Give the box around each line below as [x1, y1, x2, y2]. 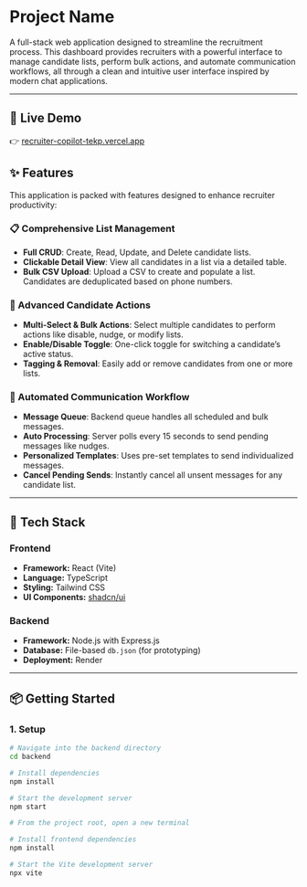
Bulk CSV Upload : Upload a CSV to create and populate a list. [22, 266, 256, 277]
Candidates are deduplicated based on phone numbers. [22, 276, 233, 287]
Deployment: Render [22, 655, 103, 666]
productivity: [9, 199, 58, 210]
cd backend [9, 752, 51, 761]
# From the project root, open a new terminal [9, 818, 190, 828]
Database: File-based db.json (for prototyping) [22, 645, 201, 656]
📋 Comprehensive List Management [9, 222, 175, 235]
